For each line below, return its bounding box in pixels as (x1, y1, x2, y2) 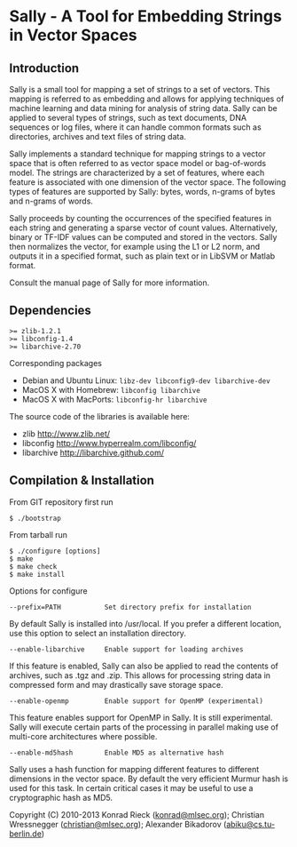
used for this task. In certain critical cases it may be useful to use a (9, 782, 254, 793)
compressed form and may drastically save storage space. (9, 679, 223, 690)
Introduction (9, 60, 80, 76)
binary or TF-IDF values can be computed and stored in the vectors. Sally (9, 232, 277, 242)
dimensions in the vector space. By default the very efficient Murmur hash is (9, 773, 289, 784)
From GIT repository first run (9, 496, 113, 507)
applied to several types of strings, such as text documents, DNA (9, 113, 246, 123)
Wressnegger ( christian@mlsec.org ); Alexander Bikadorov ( (9, 819, 227, 829)
